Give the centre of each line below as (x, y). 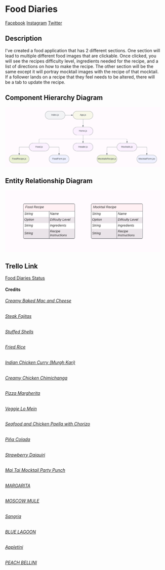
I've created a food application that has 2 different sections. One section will (83, 50)
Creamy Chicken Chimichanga (36, 378)
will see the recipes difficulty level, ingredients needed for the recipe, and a (82, 61)
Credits (13, 289)
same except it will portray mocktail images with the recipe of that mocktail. (82, 71)
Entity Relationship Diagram (49, 181)
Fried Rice (15, 347)
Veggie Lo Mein (21, 409)
